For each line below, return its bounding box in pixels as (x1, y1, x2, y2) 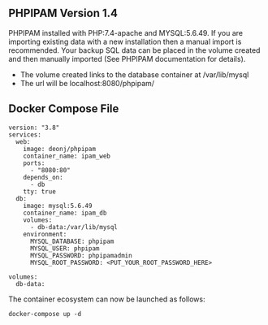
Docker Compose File (8, 102, 119, 116)
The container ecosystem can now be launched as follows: (8, 294, 205, 304)
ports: (23, 158, 45, 167)
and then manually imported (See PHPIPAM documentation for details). (8, 54, 246, 63)
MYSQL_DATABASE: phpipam (29, 237, 115, 245)
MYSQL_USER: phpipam (29, 244, 100, 253)
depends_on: (23, 173, 63, 181)
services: (8, 130, 42, 139)
